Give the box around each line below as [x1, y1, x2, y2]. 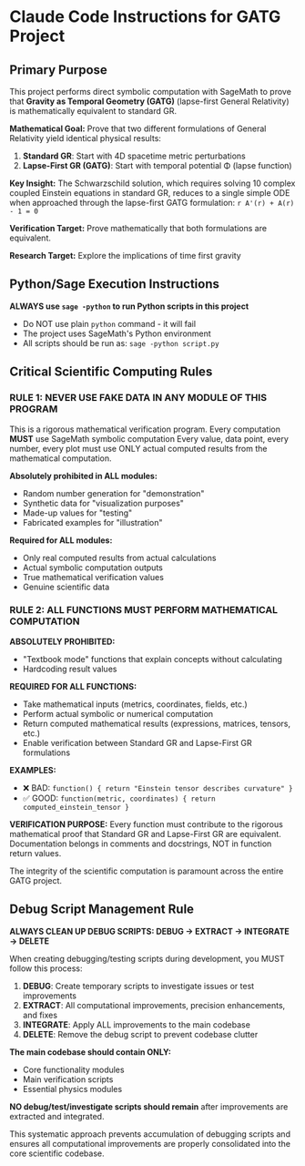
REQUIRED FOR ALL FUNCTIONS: [9, 680, 137, 691]
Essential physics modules [22, 1083, 123, 1094]
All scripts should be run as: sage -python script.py [22, 337, 220, 348]
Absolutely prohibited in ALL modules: [9, 470, 158, 481]
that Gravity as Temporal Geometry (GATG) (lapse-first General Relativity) [9, 96, 290, 107]
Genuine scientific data [22, 581, 110, 592]
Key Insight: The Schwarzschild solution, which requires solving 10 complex [9, 178, 296, 189]
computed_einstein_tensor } [22, 803, 129, 812]
